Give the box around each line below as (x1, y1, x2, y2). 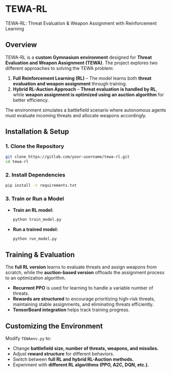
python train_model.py (12, 217, 62, 222)
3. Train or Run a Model (5, 195, 64, 202)
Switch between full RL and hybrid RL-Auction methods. (12, 356, 134, 363)
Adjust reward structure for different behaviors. (12, 351, 115, 357)
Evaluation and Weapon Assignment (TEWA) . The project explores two (5, 60, 158, 66)
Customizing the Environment (5, 322, 103, 330)
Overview (5, 41, 37, 49)
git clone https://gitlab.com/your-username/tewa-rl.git (5, 154, 130, 159)
